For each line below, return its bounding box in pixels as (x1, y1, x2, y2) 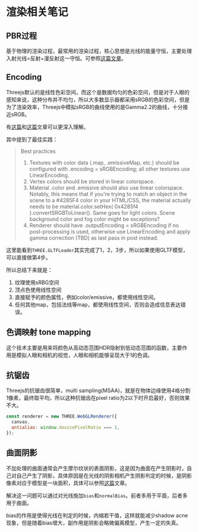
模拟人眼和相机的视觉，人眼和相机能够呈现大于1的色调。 (16, 352, 153, 359)
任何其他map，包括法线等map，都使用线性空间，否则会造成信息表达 (14, 301, 181, 308)
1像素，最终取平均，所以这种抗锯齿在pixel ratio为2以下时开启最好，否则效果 (6, 395, 190, 402)
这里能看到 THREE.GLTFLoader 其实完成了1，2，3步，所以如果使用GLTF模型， (6, 246, 189, 254)
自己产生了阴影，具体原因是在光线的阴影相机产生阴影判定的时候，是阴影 (16, 472, 192, 479)
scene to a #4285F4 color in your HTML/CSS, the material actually (29, 196, 192, 203)
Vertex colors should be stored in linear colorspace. (29, 178, 155, 185)
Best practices (20, 147, 56, 155)
